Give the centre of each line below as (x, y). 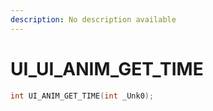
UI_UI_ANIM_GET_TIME (107, 68)
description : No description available (93, 19)
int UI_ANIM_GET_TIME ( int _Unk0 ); (82, 96)
